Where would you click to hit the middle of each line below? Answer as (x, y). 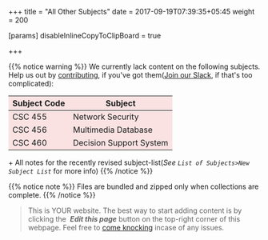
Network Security (106, 117)
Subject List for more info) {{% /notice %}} (81, 171)
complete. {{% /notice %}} (52, 195)
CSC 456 (30, 130)
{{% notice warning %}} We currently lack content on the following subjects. (134, 66)
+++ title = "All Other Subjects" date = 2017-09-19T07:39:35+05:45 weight (132, 12)
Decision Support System (121, 143)
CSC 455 (30, 117)
